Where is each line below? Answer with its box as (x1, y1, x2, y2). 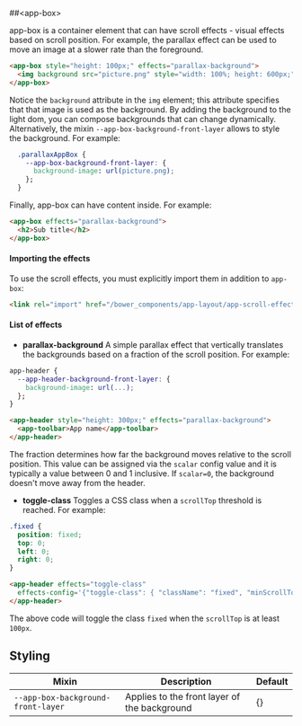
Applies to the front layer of (124, 690, 241, 703)
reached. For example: (22, 504, 106, 515)
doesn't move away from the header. (9, 477, 146, 488)
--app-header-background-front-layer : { (17, 375, 171, 384)
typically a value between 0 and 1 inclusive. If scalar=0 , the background (9, 467, 274, 479)
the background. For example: (9, 132, 121, 143)
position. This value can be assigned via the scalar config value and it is (9, 458, 277, 469)
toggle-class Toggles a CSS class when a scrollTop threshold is (22, 494, 262, 506)
